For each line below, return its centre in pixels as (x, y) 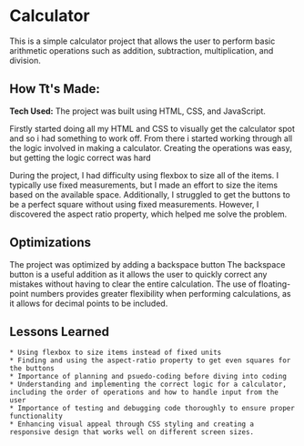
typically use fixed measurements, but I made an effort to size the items (144, 185)
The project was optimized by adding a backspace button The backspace (147, 264)
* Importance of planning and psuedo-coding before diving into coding (148, 377)
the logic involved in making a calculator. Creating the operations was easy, (151, 147)
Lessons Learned (59, 332)
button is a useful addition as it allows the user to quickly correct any (138, 274)
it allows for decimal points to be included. (89, 303)
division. (25, 60)
